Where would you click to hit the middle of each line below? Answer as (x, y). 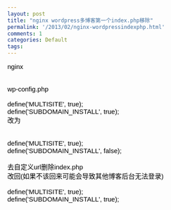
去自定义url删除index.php (45, 167)
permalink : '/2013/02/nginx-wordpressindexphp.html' (86, 27)
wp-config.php (28, 89)
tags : (15, 47)
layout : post (26, 14)
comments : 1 (25, 33)
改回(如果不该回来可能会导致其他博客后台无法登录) (85, 176)
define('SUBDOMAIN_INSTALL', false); (64, 151)
